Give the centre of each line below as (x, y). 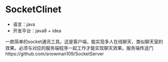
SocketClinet (33, 9)
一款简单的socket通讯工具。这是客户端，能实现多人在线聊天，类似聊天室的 (84, 42)
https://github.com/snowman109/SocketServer (55, 54)
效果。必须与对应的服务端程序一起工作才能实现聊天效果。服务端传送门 (79, 48)
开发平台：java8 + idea (37, 30)
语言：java (24, 24)
